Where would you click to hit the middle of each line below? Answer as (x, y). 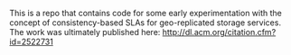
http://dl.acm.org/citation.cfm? (219, 32)
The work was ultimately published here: (85, 32)
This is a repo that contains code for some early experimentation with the (146, 13)
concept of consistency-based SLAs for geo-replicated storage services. (145, 23)
